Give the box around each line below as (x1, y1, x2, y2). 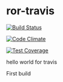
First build (6, 70, 31, 77)
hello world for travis (6, 58, 58, 65)
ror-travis (6, 4, 55, 18)
